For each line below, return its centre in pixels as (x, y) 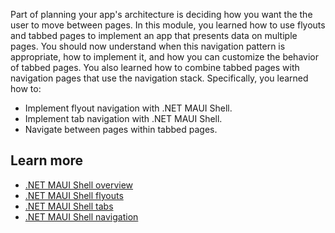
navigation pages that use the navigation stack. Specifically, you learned (159, 78)
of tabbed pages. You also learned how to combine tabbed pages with (155, 67)
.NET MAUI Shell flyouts (74, 195)
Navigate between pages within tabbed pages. (121, 129)
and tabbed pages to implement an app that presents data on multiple (154, 35)
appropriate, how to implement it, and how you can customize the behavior (164, 57)
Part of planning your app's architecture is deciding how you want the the (161, 14)
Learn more (47, 160)
